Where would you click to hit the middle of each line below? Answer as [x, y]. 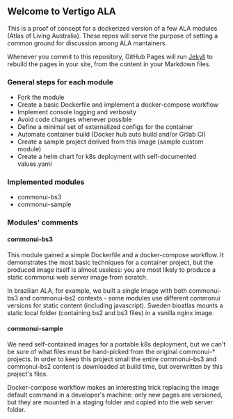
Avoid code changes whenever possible [74, 120]
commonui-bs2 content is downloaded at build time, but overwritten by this [115, 366]
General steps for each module [60, 82]
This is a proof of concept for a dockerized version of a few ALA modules [112, 28]
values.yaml [34, 164]
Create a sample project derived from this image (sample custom [110, 142]
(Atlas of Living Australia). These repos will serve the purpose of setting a [113, 36]
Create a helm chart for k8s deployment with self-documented [107, 157]
